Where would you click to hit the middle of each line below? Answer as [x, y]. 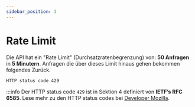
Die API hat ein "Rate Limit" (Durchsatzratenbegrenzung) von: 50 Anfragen [98, 57]
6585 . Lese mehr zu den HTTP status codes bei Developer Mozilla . [88, 98]
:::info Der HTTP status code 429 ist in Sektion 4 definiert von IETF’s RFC [95, 92]
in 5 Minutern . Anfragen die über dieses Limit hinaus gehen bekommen [93, 63]
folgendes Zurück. [28, 70]
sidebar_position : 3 [32, 12]
